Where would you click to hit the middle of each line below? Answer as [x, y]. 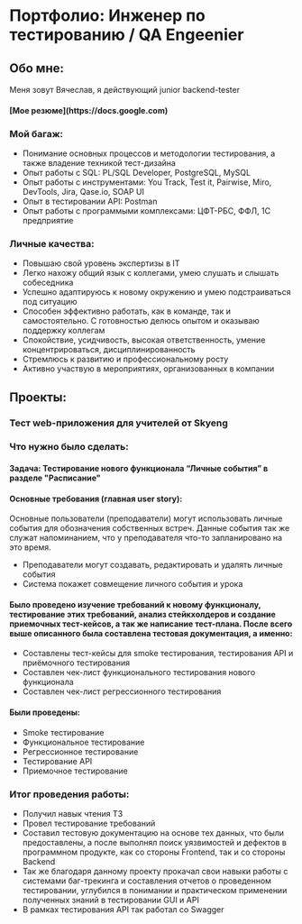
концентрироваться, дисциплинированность [109, 350]
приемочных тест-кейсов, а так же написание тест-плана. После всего [151, 624]
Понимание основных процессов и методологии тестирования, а [149, 153]
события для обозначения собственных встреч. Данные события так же [150, 528]
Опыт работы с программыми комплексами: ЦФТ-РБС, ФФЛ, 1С [146, 210]
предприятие [48, 220]
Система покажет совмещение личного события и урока [133, 584]
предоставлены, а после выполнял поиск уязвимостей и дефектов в [154, 842]
